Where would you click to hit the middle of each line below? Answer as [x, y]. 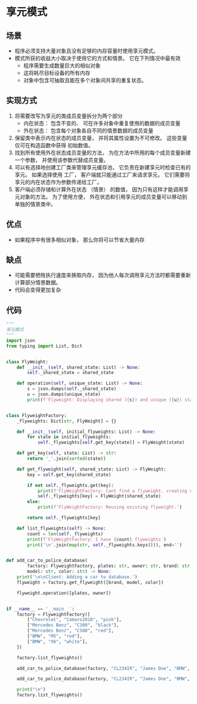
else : [34, 502]
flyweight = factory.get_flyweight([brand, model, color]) [90, 582]
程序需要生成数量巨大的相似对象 [62, 66]
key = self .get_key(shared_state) [69, 475]
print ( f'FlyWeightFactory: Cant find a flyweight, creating [112, 491]
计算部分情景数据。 [38, 282]
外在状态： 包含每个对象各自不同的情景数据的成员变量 [88, 131]
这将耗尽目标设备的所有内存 [57, 73]
